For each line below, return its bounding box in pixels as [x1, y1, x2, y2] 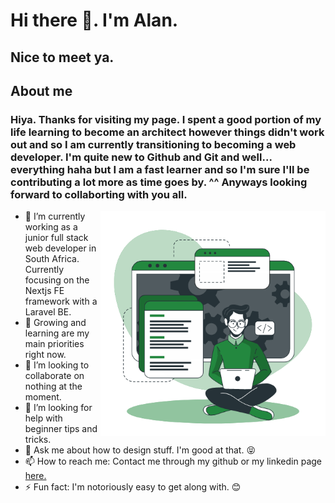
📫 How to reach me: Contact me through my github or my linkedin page [24, 455, 323, 468]
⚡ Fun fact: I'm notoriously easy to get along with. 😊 [24, 481, 242, 493]
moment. [24, 391, 62, 403]
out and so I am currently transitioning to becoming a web [10, 137, 297, 151]
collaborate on [24, 370, 85, 382]
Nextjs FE [24, 285, 65, 297]
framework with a [24, 295, 98, 308]
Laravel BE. [24, 306, 72, 318]
